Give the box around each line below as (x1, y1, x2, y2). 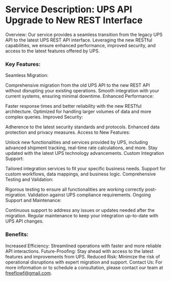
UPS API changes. (5, 218, 44, 224)
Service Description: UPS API (5, 4, 132, 15)
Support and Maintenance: (5, 197, 61, 204)
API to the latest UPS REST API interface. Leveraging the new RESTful (5, 37, 153, 43)
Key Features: (5, 61, 41, 68)
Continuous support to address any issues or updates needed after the (5, 207, 155, 213)
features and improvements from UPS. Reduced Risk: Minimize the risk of (5, 253, 160, 259)
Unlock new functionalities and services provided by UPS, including (5, 139, 148, 146)
